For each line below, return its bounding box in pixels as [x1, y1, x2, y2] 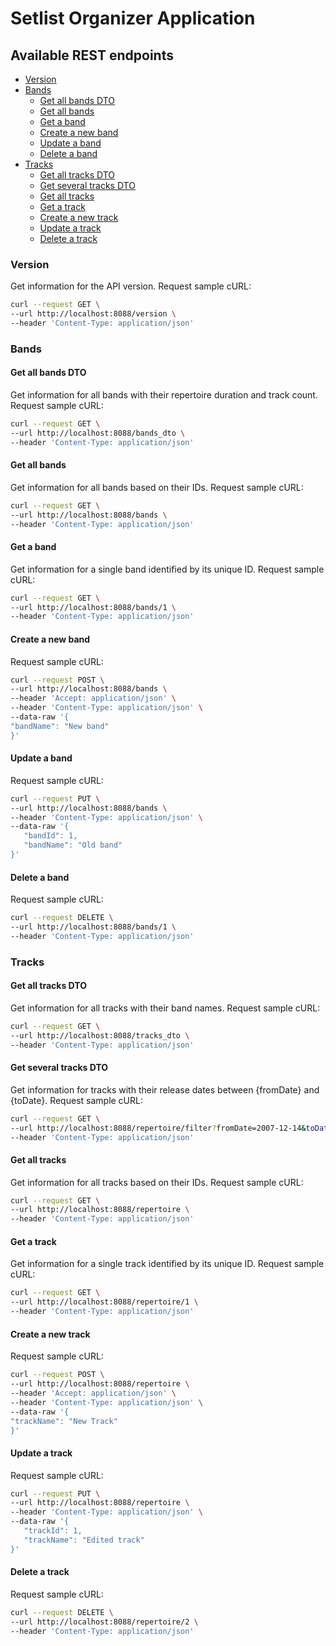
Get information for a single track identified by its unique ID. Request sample [10, 1258, 325, 1270]
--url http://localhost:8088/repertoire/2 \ [10, 1617, 199, 1627]
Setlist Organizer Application [10, 7, 256, 30]
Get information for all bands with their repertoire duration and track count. [10, 389, 318, 401]
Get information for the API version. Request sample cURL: [10, 280, 252, 292]
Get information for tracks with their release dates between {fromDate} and [10, 1083, 320, 1096]
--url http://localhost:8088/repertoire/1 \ [10, 1297, 199, 1307]
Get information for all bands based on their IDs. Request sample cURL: [10, 481, 304, 493]
